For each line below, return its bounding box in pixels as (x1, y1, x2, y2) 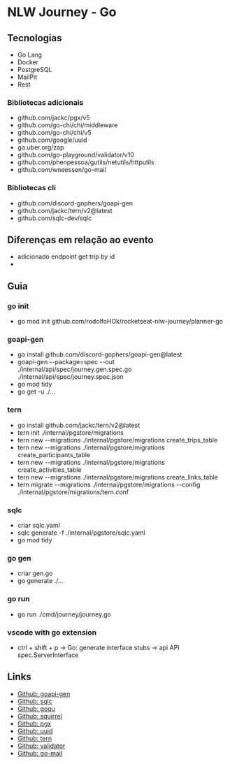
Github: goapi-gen (17, 689, 71, 698)
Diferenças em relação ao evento (7, 233, 154, 245)
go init (7, 301, 29, 311)
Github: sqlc (17, 697, 52, 705)
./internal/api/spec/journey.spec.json (17, 373, 124, 381)
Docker (17, 58, 39, 66)
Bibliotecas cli (7, 183, 56, 193)
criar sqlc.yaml (17, 521, 61, 529)
